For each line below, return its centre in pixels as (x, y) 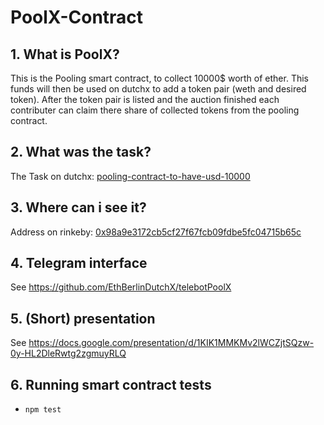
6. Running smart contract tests (111, 384)
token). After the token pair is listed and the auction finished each (145, 99)
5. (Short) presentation (83, 318)
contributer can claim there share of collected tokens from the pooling (155, 110)
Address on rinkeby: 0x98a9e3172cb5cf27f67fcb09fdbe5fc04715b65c (156, 232)
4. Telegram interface (79, 263)
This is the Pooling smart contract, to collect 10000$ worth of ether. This (159, 78)
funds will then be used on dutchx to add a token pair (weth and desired (158, 89)
